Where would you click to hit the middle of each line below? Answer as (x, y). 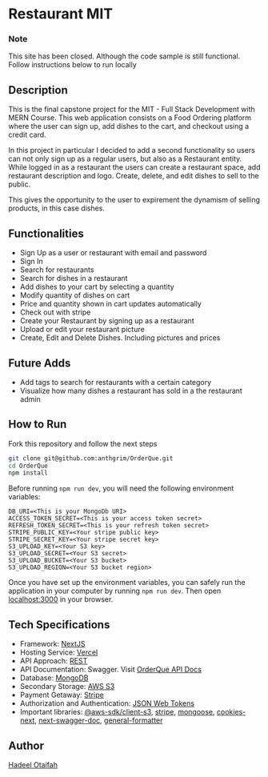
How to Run (38, 425)
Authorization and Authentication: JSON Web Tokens (107, 703)
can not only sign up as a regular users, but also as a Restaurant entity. (125, 159)
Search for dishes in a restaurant (74, 278)
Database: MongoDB (54, 678)
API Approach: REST (54, 661)
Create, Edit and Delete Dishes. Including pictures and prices (120, 338)
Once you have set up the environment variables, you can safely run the (127, 583)
